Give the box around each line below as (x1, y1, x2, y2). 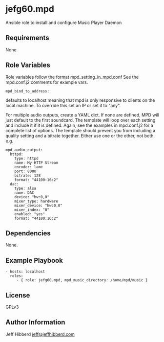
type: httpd (14, 156, 39, 161)
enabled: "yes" (14, 211, 45, 216)
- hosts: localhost (5, 269, 45, 274)
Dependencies (5, 229, 51, 237)
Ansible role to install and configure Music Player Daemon (5, 20, 122, 25)
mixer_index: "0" (14, 207, 50, 212)
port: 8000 (14, 169, 37, 174)
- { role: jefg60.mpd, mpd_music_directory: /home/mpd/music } (16, 278, 148, 283)
